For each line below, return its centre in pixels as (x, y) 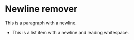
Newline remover (41, 9)
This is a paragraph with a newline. (41, 23)
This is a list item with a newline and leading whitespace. (71, 32)
